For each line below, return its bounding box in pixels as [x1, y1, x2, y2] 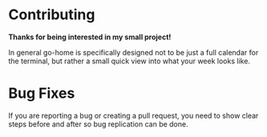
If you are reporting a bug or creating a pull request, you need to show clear [8, 111, 259, 120]
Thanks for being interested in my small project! [8, 32, 172, 42]
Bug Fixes [8, 84, 75, 103]
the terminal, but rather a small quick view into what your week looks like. [8, 56, 251, 66]
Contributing [8, 6, 95, 24]
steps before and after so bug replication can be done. [8, 119, 188, 129]
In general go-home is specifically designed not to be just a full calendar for [8, 47, 259, 57]
